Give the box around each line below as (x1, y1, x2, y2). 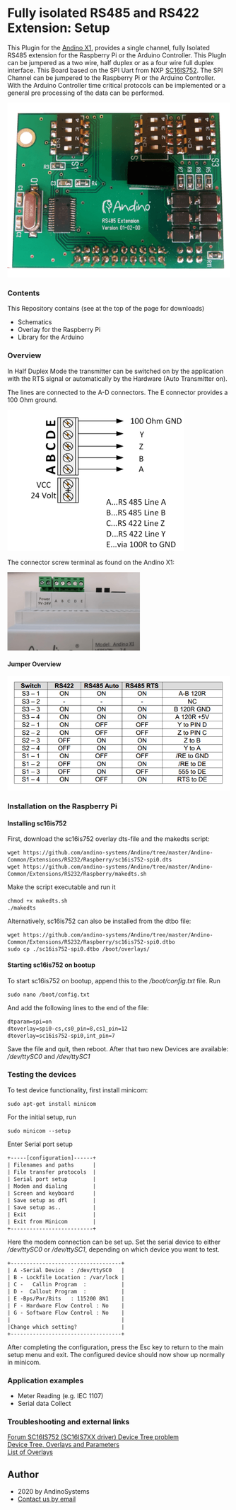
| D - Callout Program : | (7, 1288, 125, 1295)
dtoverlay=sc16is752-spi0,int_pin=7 (7, 1032, 115, 1039)
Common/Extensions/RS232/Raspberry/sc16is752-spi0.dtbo (7, 939, 175, 946)
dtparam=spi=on (7, 1018, 52, 1025)
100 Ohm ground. (7, 395, 58, 404)
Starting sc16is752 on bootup (7, 961, 95, 969)
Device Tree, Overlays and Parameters (7, 1441, 120, 1449)
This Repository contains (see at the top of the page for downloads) (7, 304, 205, 313)
